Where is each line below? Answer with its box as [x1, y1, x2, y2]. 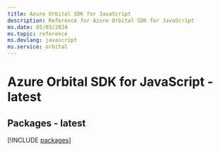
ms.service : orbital [7, 43, 69, 50]
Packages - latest [7, 117, 86, 129]
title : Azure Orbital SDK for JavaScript [7, 10, 132, 18]
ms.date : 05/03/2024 [7, 23, 69, 30]
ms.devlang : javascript [7, 37, 78, 44]
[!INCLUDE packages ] [7, 136, 71, 144]
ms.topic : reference [7, 30, 69, 38]
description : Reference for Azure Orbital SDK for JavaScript [7, 17, 195, 24]
